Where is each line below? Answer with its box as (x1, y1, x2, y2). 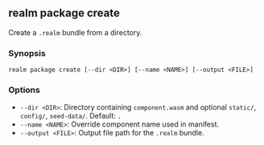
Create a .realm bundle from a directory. (8, 27, 142, 37)
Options (8, 84, 40, 95)
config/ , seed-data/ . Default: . (19, 111, 122, 121)
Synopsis (8, 47, 46, 58)
